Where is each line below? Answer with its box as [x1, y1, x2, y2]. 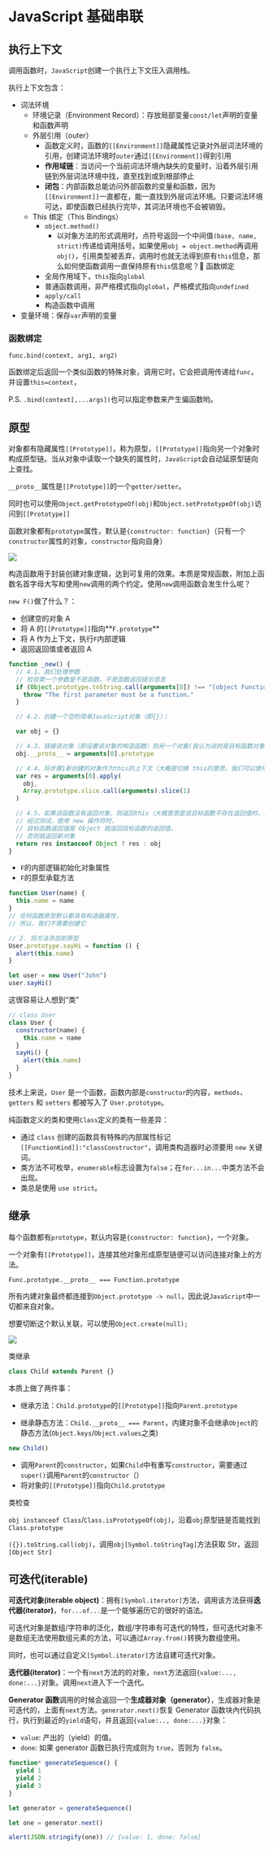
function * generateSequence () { [8, 1759, 118, 1768]
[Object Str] [8, 1548, 53, 1556]
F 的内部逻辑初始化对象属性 [19, 863, 110, 873]
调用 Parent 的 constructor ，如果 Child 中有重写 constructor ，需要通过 [19, 1459, 248, 1469]
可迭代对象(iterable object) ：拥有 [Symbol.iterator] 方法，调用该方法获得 [8, 1595, 254, 1605]
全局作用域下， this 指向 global [44, 272, 145, 281]
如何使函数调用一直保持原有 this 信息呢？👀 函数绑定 [63, 261, 235, 271]
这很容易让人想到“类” [8, 995, 80, 1005]
